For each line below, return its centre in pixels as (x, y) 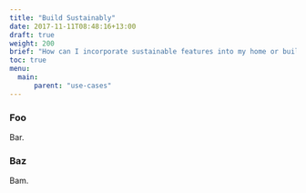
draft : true (32, 35)
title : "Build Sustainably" (63, 18)
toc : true (28, 60)
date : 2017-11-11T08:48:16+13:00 (73, 26)
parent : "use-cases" (72, 86)
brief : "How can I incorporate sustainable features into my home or (144, 52)
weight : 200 (32, 43)
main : (28, 77)
